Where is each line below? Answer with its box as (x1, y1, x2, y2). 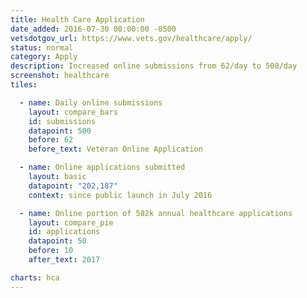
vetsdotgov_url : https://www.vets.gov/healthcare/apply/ (10, 33, 253, 43)
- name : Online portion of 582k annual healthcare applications (19, 208, 293, 218)
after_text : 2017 (28, 255, 101, 265)
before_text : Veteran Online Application (28, 144, 203, 155)
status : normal (10, 42, 74, 53)
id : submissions (28, 116, 97, 126)
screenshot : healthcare (10, 71, 110, 81)
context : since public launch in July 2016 (28, 190, 213, 200)
